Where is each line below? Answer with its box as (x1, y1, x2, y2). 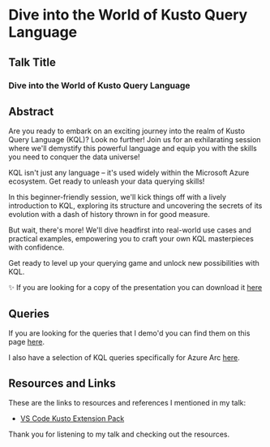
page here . (8, 337, 45, 347)
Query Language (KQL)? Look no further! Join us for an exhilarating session (8, 135, 261, 145)
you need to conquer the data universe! (8, 152, 140, 162)
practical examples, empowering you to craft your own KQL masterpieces (8, 234, 254, 244)
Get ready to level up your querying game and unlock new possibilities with (8, 258, 259, 268)
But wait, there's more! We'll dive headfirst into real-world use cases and (8, 225, 251, 235)
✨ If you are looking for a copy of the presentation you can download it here (8, 283, 263, 293)
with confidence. (8, 242, 65, 253)
